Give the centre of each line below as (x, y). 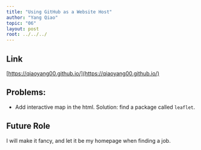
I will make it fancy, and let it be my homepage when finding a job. (89, 140)
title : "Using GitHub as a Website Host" (59, 12)
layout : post (23, 29)
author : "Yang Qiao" (32, 18)
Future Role (28, 126)
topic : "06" (21, 23)
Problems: (26, 92)
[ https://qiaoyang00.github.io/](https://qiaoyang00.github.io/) (83, 73)
